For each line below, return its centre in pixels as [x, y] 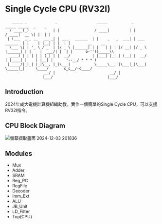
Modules [19, 153]
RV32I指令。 [18, 110]
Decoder [21, 191]
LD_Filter [21, 211]
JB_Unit [20, 207]
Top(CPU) [22, 217]
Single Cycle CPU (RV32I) [58, 9]
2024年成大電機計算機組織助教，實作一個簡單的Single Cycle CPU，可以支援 [81, 104]
